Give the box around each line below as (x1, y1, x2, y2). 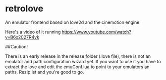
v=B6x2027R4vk (5, 34, 40, 40)
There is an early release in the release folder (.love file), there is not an (5, 53, 151, 59)
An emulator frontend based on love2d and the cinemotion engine (5, 19, 140, 25)
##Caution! (5, 43, 28, 49)
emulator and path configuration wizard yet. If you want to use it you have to (5, 58, 161, 64)
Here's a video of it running (5, 29, 61, 35)
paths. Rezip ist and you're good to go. (5, 69, 84, 75)
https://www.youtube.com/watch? (61, 29, 131, 35)
